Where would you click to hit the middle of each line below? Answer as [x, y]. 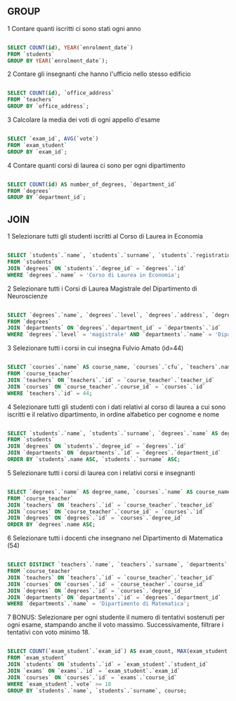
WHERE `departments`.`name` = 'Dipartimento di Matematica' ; [99, 604]
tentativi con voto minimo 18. [48, 632]
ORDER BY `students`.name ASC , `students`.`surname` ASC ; [94, 460]
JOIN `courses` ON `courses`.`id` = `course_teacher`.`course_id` [106, 584]
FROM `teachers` [31, 100]
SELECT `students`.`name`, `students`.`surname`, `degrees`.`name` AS [113, 433]
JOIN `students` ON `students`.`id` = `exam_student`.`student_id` [108, 664]
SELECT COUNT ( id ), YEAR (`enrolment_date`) [70, 48]
